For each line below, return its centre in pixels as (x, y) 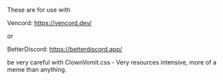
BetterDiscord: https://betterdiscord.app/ (65, 49)
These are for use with (39, 10)
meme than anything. (37, 69)
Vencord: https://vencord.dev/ (50, 23)
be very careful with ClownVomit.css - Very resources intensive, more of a (112, 62)
